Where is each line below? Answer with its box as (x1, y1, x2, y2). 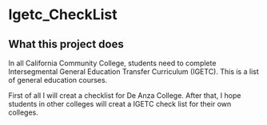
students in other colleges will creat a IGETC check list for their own (8, 100, 232, 108)
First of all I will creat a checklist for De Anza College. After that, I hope (8, 91, 241, 100)
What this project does (8, 37, 124, 51)
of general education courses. (8, 76, 108, 84)
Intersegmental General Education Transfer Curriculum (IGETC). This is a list (8, 67, 259, 76)
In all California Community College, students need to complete (8, 58, 217, 68)
